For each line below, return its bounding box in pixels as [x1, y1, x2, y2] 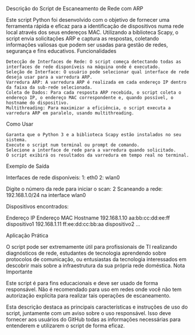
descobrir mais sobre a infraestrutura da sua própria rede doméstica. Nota [6, 262, 185, 269]
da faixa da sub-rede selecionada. [6, 84, 93, 90]
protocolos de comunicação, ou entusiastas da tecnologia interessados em [6, 256, 187, 263]
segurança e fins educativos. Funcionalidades [6, 48, 117, 55]
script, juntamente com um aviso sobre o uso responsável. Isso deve [6, 310, 171, 316]
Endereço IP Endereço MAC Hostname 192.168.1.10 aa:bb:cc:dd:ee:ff [6, 214, 170, 221]
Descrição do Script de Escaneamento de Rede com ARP [6, 5, 144, 12]
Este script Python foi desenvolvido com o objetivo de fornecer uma [6, 16, 170, 23]
